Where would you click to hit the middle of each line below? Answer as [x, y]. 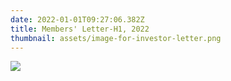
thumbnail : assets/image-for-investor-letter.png [116, 38]
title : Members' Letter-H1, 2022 [80, 29]
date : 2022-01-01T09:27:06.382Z [77, 19]
